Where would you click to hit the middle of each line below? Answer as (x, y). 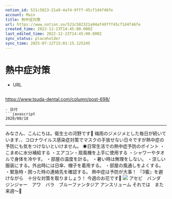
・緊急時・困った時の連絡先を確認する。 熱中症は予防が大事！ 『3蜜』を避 (84, 171)
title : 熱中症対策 (23, 19)
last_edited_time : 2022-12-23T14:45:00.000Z (53, 34)
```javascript (20, 114)
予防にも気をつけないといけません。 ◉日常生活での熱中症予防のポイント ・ (85, 146)
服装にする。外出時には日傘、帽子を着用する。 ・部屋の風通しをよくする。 (84, 165)
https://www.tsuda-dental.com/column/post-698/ (58, 99)
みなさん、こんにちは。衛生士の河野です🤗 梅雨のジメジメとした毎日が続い (84, 133)
